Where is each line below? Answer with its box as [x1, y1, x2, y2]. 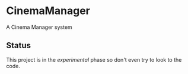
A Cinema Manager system [6, 23, 72, 31]
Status [6, 41, 31, 51]
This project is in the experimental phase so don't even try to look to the [6, 56, 182, 63]
